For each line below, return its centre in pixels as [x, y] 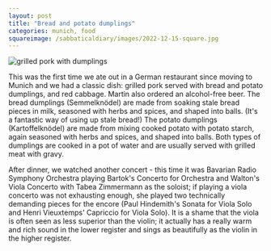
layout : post [30, 16]
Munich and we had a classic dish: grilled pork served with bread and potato [136, 86]
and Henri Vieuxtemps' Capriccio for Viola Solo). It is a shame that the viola [133, 213]
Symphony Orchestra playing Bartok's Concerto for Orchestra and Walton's [134, 178]
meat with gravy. [36, 154]
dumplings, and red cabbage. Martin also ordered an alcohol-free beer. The [134, 94]
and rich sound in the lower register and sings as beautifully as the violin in [133, 230]
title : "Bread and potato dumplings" [72, 23]
